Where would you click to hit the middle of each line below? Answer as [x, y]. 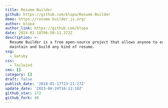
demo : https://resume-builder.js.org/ [45, 19]
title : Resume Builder [29, 10]
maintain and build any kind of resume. [52, 47]
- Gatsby [19, 56]
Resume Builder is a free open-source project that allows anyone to [83, 42]
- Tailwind [21, 65]
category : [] [19, 75]
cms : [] [13, 70]
